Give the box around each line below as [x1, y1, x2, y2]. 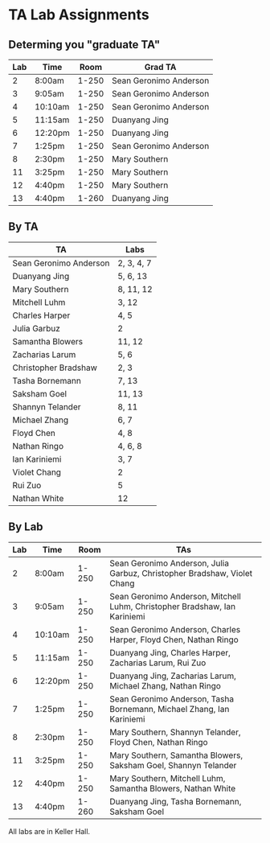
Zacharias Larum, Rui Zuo [109, 657, 207, 668]
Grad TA [144, 62, 177, 72]
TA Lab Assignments [8, 6, 150, 24]
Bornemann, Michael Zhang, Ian [109, 703, 230, 714]
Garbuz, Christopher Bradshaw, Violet [109, 567, 253, 578]
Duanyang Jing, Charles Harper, [109, 647, 231, 658]
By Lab [8, 520, 43, 534]
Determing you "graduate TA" [8, 38, 161, 51]
